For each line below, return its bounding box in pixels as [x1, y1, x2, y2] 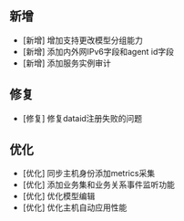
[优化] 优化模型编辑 [22, 191, 96, 202]
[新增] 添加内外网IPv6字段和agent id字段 [22, 46, 175, 57]
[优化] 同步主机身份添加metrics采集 [22, 168, 156, 179]
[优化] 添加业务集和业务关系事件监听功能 [22, 179, 175, 190]
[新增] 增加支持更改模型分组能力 [22, 35, 143, 46]
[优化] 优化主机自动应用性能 [22, 202, 128, 213]
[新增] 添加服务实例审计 [22, 58, 111, 68]
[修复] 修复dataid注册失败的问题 [22, 112, 143, 123]
